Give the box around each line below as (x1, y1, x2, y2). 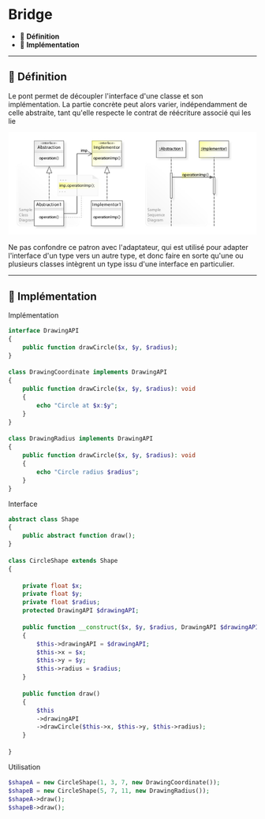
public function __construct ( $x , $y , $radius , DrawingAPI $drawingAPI (22, 623, 259, 631)
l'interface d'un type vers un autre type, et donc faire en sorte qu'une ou (8, 251, 244, 261)
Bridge (8, 6, 53, 24)
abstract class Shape (8, 515, 80, 523)
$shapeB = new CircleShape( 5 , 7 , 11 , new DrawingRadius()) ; (8, 787, 211, 795)
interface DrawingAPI (8, 327, 80, 335)
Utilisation (8, 762, 41, 772)
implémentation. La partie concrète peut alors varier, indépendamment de (8, 99, 248, 109)
